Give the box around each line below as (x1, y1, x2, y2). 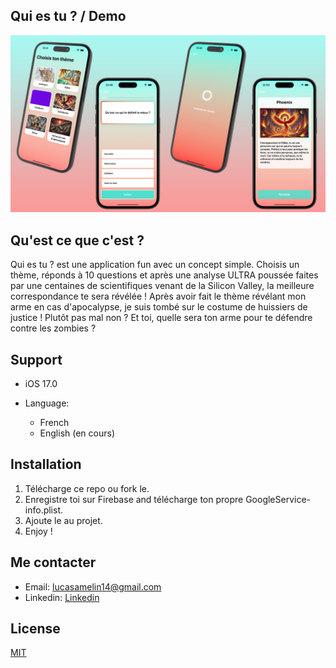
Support (10, 351, 63, 368)
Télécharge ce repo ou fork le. (24, 482, 150, 494)
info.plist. (24, 504, 64, 516)
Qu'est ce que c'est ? (10, 232, 145, 249)
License (10, 620, 61, 637)
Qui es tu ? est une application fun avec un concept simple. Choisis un (10, 259, 300, 271)
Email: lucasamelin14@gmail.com (24, 580, 162, 593)
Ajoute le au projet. (24, 514, 103, 526)
